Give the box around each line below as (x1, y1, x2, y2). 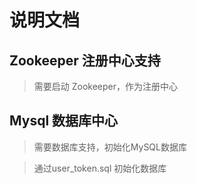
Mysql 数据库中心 (9, 112, 119, 130)
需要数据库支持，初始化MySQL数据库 (33, 141, 187, 153)
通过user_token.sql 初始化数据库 (33, 162, 167, 174)
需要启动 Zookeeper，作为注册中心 (33, 81, 179, 92)
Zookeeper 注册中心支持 (9, 52, 161, 69)
